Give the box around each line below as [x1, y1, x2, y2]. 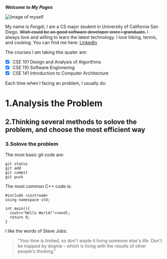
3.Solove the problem [5, 140, 58, 147]
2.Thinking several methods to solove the [5, 117, 137, 126]
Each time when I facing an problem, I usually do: [5, 80, 106, 86]
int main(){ [5, 206, 30, 211]
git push [5, 174, 23, 179]
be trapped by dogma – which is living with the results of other [17, 243, 146, 249]
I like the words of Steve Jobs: [5, 228, 67, 234]
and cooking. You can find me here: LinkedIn [5, 39, 97, 45]
